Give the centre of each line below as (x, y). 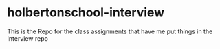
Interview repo (27, 38)
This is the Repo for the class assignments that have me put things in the (110, 31)
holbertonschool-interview (86, 13)
